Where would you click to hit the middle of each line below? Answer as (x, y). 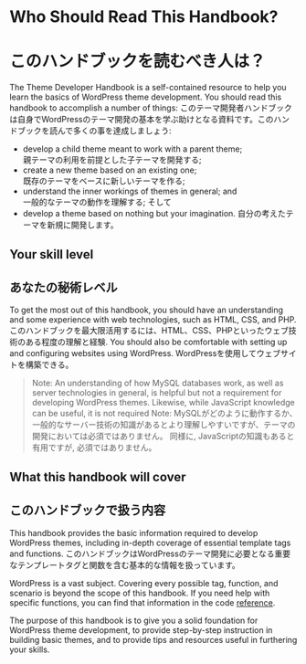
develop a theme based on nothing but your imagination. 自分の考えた (154, 214)
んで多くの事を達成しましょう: (114, 131)
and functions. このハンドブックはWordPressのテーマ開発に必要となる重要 (150, 553)
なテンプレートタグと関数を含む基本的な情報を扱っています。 (125, 564)
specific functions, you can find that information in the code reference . (142, 602)
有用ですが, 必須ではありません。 (94, 448)
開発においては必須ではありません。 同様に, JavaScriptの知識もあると (163, 437)
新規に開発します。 (83, 225)
